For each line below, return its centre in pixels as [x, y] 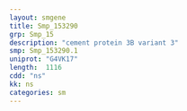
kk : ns [22, 84]
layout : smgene [38, 17]
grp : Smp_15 [31, 34]
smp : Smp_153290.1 [44, 51]
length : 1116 [36, 68]
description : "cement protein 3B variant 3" [94, 43]
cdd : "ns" [28, 76]
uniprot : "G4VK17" [44, 59]
